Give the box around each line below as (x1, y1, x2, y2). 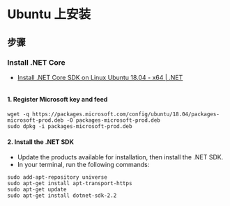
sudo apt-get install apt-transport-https (7, 180, 132, 187)
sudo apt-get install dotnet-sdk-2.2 (7, 192, 117, 199)
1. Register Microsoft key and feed (7, 95, 108, 104)
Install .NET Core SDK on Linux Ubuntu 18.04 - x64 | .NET (17, 73, 183, 81)
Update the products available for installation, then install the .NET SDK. (17, 153, 224, 161)
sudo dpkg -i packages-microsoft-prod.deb (7, 123, 132, 130)
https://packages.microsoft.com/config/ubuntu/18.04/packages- (32, 111, 220, 118)
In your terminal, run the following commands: (17, 161, 150, 169)
